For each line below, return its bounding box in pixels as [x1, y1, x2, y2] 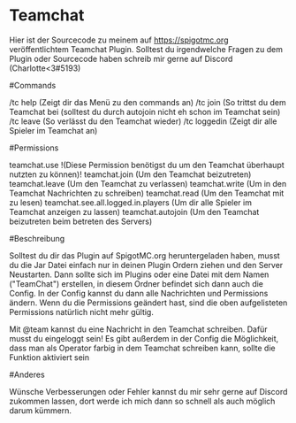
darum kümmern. [9, 404, 72, 416]
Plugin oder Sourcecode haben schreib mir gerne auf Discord [9, 53, 233, 64]
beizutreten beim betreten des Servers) [9, 216, 153, 227]
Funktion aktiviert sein [9, 351, 90, 363]
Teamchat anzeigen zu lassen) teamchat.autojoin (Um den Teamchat [9, 206, 260, 217]
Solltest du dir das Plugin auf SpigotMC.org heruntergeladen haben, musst [9, 250, 280, 261]
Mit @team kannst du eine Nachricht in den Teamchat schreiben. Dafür [9, 324, 268, 335]
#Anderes [9, 369, 46, 380]
